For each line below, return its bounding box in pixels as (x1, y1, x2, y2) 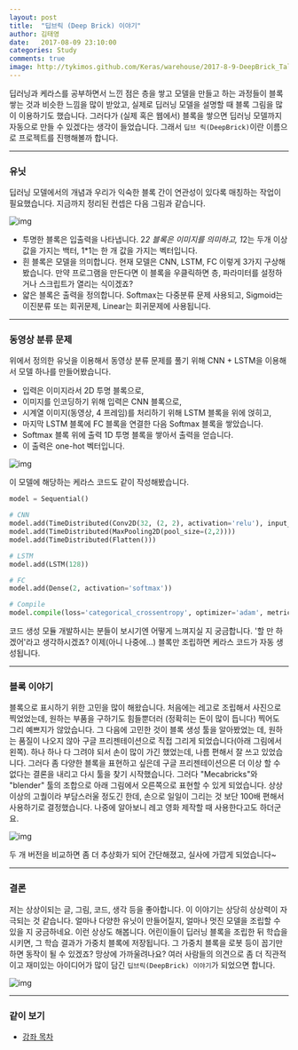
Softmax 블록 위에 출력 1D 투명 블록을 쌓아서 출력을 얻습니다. (21, 430, 233, 441)
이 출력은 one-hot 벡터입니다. (21, 441, 126, 451)
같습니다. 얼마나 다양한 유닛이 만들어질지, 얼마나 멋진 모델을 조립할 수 (42, 915, 281, 926)
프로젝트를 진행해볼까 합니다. (18, 132, 119, 143)
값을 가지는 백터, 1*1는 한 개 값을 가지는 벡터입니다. (21, 245, 198, 256)
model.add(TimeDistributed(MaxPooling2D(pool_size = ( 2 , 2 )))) (9, 528, 237, 537)
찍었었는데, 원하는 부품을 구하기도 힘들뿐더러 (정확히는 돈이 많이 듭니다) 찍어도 (9, 713, 280, 724)
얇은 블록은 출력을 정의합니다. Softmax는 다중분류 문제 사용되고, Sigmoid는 (21, 290, 284, 300)
